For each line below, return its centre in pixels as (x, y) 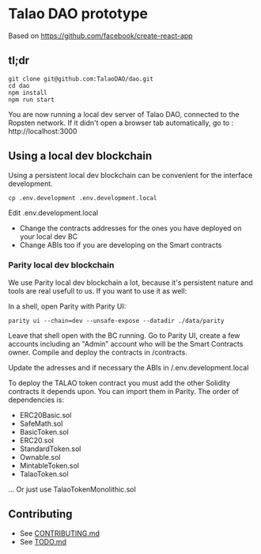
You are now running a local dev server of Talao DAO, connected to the (124, 114)
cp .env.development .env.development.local (83, 198)
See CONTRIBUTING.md (60, 533)
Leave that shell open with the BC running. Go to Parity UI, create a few (124, 335)
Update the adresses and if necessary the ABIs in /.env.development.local (129, 367)
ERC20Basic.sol (45, 415)
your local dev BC (49, 236)
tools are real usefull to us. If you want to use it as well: (98, 290)
